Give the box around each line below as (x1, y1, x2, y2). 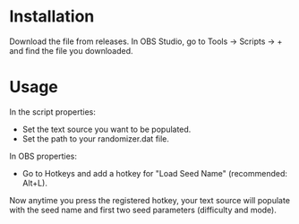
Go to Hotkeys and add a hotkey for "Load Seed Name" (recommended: (21, 168, 288, 178)
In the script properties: (9, 106, 96, 117)
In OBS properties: (9, 151, 78, 161)
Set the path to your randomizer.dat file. (21, 133, 170, 144)
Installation (9, 6, 95, 27)
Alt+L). (21, 177, 47, 188)
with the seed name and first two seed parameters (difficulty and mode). (9, 204, 278, 215)
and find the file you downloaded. (9, 45, 133, 56)
